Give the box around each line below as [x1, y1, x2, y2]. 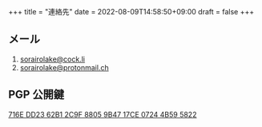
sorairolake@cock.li [19, 54, 86, 64]
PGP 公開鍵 [8, 88, 64, 101]
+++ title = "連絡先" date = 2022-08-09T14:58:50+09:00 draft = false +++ [8, 7, 255, 16]
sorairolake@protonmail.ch [19, 62, 110, 72]
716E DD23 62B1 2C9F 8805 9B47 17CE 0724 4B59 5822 [8, 109, 197, 119]
